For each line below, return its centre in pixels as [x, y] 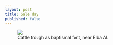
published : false [23, 19]
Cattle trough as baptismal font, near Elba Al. [63, 38]
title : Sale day [22, 14]
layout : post [19, 10]
